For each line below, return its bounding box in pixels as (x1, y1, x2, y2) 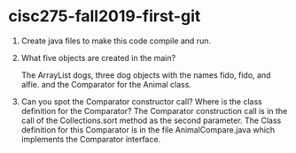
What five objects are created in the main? (20, 52, 176, 63)
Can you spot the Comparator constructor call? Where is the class (20, 96, 262, 107)
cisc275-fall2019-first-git (8, 6, 201, 27)
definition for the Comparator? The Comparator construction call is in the (20, 105, 288, 116)
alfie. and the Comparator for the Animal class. (20, 79, 192, 89)
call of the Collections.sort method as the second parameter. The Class (20, 115, 282, 126)
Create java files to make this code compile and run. (20, 35, 212, 46)
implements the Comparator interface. (20, 134, 161, 144)
